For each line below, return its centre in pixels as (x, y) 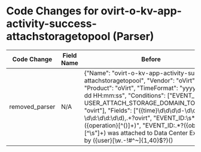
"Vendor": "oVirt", (172, 80)
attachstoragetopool (58, 37)
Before (151, 59)
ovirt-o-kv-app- (141, 11)
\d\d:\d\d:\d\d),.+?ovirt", (118, 118)
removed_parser (32, 107)
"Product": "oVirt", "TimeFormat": (131, 88)
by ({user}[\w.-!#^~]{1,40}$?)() (129, 140)
